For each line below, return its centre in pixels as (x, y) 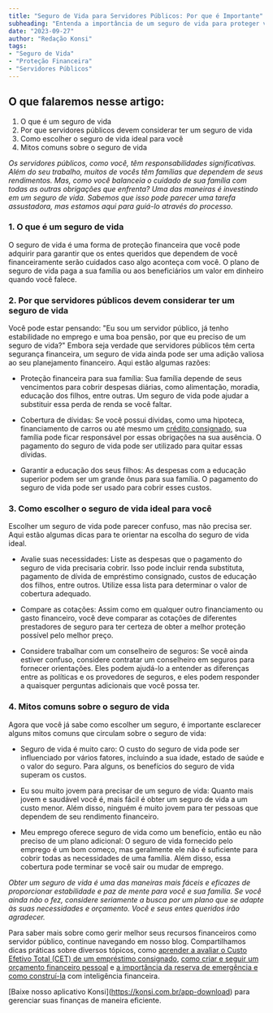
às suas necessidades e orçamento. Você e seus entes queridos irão (124, 908)
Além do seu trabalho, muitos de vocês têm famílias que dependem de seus (136, 171)
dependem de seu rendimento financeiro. (89, 816)
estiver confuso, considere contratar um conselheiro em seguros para (137, 660)
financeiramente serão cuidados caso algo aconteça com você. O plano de (134, 262)
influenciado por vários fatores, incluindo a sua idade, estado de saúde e (142, 757)
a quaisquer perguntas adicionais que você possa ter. (110, 686)
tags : (17, 46)
